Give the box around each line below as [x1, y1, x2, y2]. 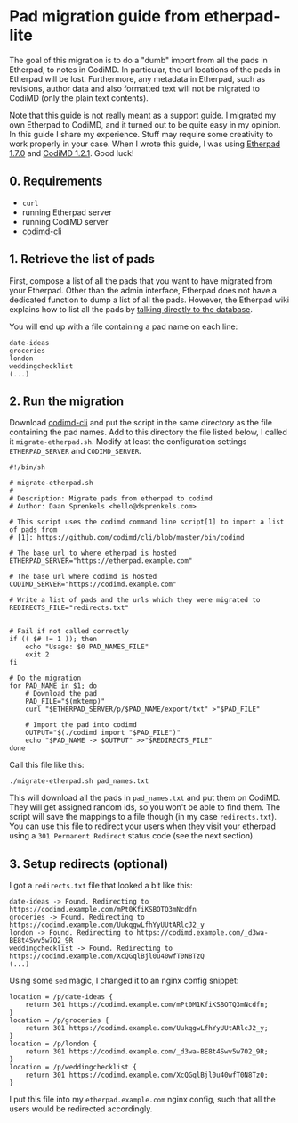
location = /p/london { [9, 1039, 98, 1049]
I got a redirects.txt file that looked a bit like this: [9, 880, 193, 891]
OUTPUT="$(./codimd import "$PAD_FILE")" [25, 729, 181, 738]
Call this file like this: [9, 760, 85, 771]
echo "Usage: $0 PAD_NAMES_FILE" [25, 642, 149, 652]
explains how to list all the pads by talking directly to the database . [9, 303, 254, 314]
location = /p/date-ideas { [9, 993, 114, 1002]
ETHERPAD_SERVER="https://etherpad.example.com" [9, 557, 193, 566]
